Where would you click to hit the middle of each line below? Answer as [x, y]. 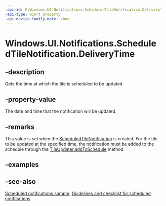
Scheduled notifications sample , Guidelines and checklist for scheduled [78, 194]
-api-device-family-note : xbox [37, 19]
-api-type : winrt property [33, 14]
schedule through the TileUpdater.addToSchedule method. [65, 149]
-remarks [20, 127]
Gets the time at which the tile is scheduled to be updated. [64, 84]
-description [25, 72]
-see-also [21, 182]
